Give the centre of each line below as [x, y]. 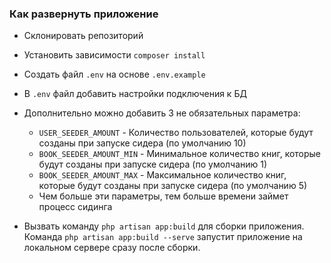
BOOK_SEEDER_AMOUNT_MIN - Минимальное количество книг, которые [180, 154]
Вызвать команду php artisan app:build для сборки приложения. [164, 226]
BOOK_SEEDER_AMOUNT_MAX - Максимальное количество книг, [162, 175]
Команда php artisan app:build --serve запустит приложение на [163, 237]
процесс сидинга [75, 207]
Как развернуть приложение [84, 14]
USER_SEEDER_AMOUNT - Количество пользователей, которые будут [176, 133]
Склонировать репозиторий [83, 36]
